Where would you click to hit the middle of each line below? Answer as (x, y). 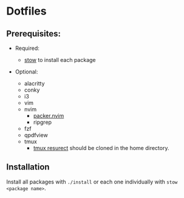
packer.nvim (49, 116)
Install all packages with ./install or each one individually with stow (92, 182)
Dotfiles (26, 11)
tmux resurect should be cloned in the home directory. (101, 148)
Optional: (26, 72)
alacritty (34, 84)
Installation (28, 167)
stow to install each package (60, 60)
